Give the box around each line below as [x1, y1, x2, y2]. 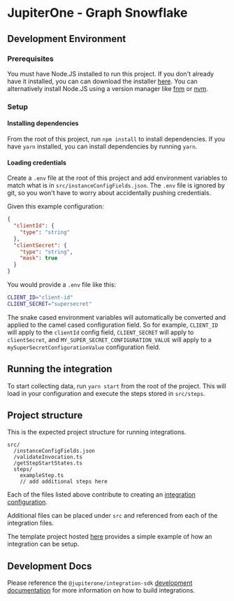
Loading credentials [7, 158, 66, 167]
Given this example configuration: [7, 202, 104, 211]
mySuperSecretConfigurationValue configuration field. [7, 343, 161, 351]
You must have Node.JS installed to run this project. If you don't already [7, 69, 214, 78]
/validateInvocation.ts [13, 453, 82, 461]
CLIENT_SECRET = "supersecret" [7, 300, 92, 307]
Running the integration [7, 363, 113, 375]
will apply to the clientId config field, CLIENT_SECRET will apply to [7, 327, 194, 337]
